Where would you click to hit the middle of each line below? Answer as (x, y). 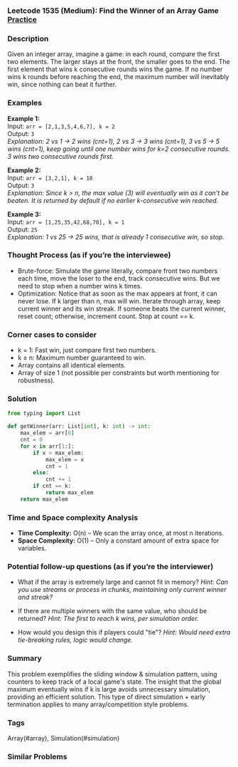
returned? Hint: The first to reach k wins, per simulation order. (108, 619)
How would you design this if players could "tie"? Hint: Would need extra (124, 632)
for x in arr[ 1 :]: (47, 446)
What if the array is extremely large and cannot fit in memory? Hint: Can (123, 582)
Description (28, 38)
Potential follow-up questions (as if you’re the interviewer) (110, 567)
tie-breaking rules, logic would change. (75, 640)
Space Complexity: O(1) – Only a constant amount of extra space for (118, 541)
